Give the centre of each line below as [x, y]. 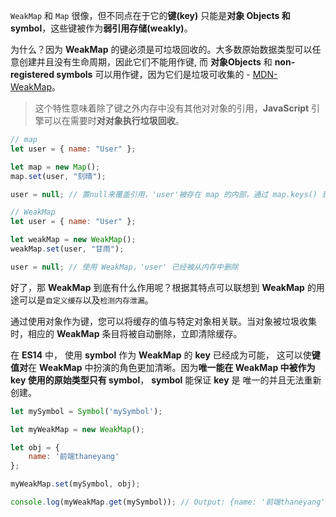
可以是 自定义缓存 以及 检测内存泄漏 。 [86, 300]
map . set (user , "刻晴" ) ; [58, 176]
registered [32, 74]
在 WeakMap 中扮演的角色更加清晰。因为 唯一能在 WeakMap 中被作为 [172, 367]
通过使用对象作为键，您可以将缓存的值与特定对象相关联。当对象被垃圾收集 [163, 321]
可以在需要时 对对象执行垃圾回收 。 [114, 120]
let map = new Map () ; [55, 167]
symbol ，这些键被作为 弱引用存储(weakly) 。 [101, 28]
